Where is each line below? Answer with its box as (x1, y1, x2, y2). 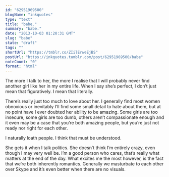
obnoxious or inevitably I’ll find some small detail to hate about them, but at (5, 104, 161, 110)
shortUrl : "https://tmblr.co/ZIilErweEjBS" (5, 50, 98, 55)
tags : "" (5, 45, 24, 50)
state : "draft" (5, 40, 37, 46)
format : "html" (5, 64, 37, 69)
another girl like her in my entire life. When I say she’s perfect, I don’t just (5, 83, 156, 89)
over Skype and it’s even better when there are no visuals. (5, 166, 126, 172)
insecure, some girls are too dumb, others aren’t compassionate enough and (5, 114, 164, 120)
